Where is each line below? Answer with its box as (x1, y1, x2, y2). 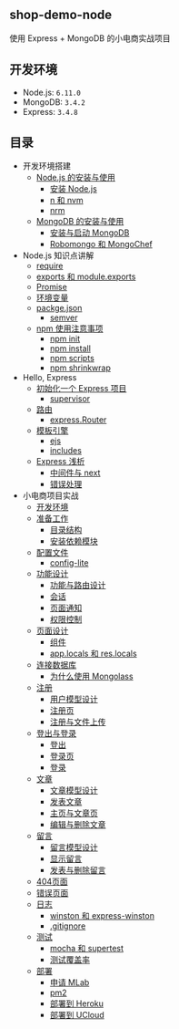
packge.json (35, 303, 83, 314)
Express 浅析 (35, 456, 85, 467)
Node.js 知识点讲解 (22, 250, 94, 261)
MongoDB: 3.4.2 (22, 96, 86, 108)
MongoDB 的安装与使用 (35, 216, 124, 227)
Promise (35, 282, 68, 293)
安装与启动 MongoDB (49, 227, 130, 238)
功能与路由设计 (49, 579, 106, 591)
